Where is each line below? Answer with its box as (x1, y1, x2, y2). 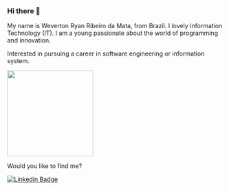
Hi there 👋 (7, 6, 41, 16)
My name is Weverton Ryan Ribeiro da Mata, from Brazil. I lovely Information (7, 22, 223, 30)
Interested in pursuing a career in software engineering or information (7, 49, 205, 58)
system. (7, 57, 30, 65)
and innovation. (7, 36, 52, 45)
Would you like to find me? (7, 162, 83, 170)
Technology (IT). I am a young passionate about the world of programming (7, 29, 219, 37)
